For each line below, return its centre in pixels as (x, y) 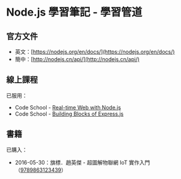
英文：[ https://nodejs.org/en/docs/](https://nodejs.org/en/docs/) (95, 52)
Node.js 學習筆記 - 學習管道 (74, 12)
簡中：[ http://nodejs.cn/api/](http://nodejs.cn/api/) (77, 59)
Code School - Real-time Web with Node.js (68, 107)
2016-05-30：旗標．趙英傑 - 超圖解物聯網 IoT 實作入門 (82, 162)
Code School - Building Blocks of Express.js (69, 114)
